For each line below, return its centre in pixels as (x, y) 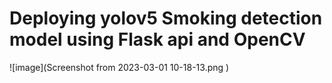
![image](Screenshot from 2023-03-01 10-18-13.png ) (119, 67)
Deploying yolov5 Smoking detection (166, 18)
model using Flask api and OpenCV (157, 39)
